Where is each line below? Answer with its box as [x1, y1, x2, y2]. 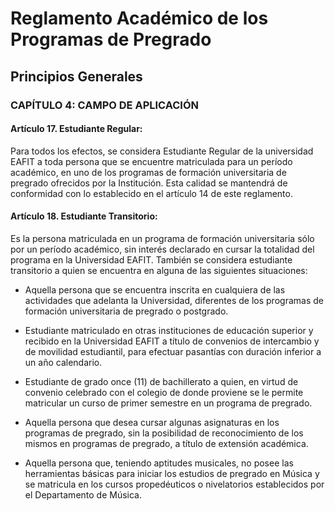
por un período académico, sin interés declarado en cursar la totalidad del [10, 243, 315, 255]
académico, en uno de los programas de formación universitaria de [10, 166, 287, 178]
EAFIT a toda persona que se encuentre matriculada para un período [10, 155, 293, 167]
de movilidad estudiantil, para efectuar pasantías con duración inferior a [24, 345, 322, 357]
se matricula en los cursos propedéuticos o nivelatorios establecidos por [24, 478, 325, 490]
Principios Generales [10, 68, 143, 85]
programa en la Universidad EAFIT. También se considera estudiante [10, 253, 293, 266]
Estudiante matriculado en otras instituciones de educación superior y [24, 324, 314, 336]
